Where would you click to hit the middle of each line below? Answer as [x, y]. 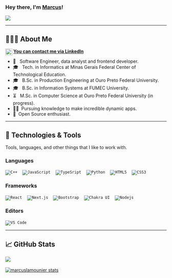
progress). [24, 103]
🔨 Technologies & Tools [43, 135]
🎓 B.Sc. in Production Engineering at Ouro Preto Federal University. [86, 80]
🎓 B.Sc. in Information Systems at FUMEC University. [71, 88]
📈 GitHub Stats [30, 244]
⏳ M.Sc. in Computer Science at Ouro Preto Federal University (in [83, 96]
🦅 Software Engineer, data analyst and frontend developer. [76, 61]
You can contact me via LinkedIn [49, 51]
